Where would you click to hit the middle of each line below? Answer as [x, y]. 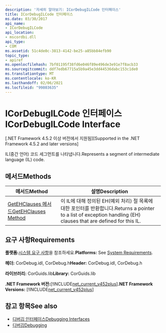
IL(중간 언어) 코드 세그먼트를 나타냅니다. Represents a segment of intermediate [82, 154]
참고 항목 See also [31, 306]
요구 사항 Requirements [40, 240]
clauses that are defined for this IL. [101, 221]
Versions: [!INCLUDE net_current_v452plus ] [49, 290]
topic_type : [17, 55]
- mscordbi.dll [21, 37]
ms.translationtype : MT [30, 74]
